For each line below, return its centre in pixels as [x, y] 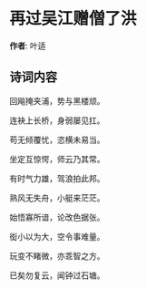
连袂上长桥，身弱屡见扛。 [57, 120]
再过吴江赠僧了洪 [73, 19]
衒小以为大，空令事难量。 [57, 236]
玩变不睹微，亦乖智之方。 [57, 255]
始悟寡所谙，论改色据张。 [57, 217]
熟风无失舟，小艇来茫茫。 [57, 198]
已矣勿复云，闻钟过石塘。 [57, 275]
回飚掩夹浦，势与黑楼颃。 [57, 100]
